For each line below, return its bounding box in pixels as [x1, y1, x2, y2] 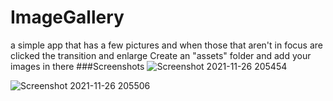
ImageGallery [10, 6, 125, 29]
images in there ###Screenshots [10, 60, 145, 72]
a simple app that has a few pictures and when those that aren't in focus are [10, 39, 323, 51]
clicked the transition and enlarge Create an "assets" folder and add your [10, 49, 312, 61]
